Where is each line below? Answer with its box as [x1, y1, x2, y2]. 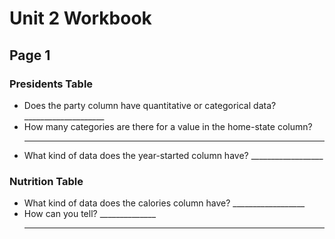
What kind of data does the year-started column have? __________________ [23, 149, 324, 161]
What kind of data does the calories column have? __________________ [23, 197, 306, 209]
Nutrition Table [9, 174, 84, 188]
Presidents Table [9, 77, 94, 91]
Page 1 [9, 47, 51, 64]
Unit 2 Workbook [9, 7, 152, 30]
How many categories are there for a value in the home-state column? [23, 120, 313, 132]
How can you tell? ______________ [23, 208, 157, 220]
